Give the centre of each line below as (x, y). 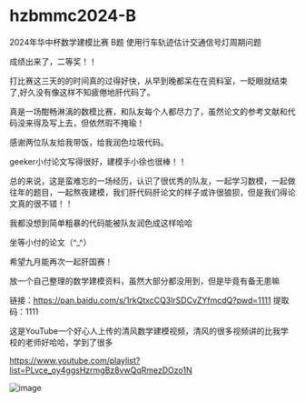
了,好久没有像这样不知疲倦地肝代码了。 (83, 92)
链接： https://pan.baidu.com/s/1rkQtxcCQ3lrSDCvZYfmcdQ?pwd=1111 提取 (149, 300)
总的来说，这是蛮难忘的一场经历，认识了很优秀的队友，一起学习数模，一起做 (152, 181)
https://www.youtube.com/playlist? (75, 360)
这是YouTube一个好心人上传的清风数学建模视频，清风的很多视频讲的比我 (145, 331)
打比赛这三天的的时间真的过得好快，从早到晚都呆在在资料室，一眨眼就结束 (148, 80)
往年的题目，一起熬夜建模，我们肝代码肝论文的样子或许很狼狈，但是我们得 (148, 192)
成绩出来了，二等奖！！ (53, 61)
